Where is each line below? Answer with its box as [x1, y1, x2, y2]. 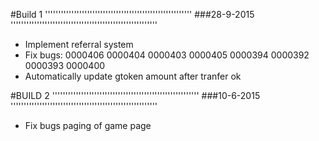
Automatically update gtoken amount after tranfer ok [24, 70, 242, 82]
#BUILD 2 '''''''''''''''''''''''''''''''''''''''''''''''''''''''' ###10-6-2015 [10, 90, 261, 101]
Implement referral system [24, 39, 134, 50]
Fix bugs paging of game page [24, 120, 152, 131]
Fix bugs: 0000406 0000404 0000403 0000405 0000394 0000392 [24, 49, 310, 61]
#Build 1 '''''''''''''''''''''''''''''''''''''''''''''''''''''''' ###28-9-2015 [10, 9, 255, 20]
